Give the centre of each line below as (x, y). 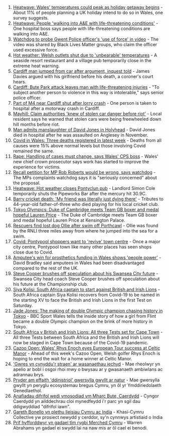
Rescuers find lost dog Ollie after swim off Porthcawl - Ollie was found (86, 226)
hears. (20, 82)
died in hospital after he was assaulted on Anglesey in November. (80, 135)
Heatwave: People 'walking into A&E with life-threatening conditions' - (86, 23)
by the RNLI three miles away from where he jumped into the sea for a (85, 231)
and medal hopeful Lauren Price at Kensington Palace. (69, 220)
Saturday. (23, 305)
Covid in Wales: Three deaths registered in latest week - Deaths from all (87, 140)
